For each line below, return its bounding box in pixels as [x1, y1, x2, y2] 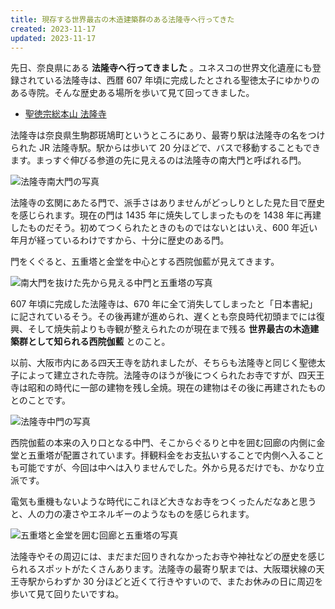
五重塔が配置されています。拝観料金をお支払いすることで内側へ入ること [27, 449, 325, 461]
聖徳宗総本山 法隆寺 [24, 108, 107, 120]
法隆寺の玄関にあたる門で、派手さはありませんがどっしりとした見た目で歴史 [10, 197, 326, 209]
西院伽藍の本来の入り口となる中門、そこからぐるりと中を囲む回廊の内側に [10, 437, 317, 449]
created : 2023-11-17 [10, 24, 97, 34]
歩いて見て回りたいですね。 [10, 588, 125, 600]
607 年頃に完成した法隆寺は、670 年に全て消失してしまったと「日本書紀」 [10, 298, 318, 310]
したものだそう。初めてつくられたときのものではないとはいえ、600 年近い [10, 222, 318, 234]
